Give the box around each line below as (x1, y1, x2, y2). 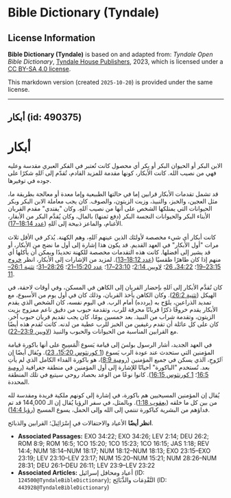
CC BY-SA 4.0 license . (8, 65, 71, 73)
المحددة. (8, 378, 30, 386)
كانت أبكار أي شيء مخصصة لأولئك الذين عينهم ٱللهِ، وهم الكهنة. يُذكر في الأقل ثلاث (8, 233, 217, 241)
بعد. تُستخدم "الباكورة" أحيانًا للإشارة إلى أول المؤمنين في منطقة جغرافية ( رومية (8, 363, 210, 371)
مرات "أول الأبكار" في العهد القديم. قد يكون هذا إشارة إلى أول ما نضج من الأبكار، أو (8, 241, 219, 249)
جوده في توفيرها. (8, 177, 52, 185)
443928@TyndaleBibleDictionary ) (17, 483, 110, 491)
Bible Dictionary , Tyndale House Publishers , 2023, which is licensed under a (8, 58, 223, 66)
